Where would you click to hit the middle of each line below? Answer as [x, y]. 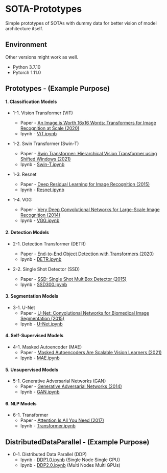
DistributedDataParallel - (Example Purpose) [77, 442]
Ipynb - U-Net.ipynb [41, 324]
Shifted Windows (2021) [45, 159]
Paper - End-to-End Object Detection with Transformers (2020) [87, 254]
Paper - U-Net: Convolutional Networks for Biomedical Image [85, 313]
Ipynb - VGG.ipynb [40, 220]
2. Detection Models [27, 232]
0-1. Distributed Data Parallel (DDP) [50, 455]
